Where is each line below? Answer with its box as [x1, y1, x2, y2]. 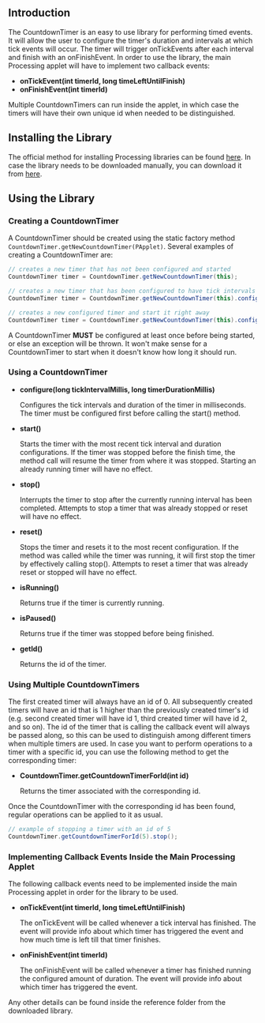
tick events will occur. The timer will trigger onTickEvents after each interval [8, 43, 254, 54]
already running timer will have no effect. [19, 464, 153, 473]
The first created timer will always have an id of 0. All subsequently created [8, 697, 253, 706]
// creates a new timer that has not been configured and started [8, 265, 231, 273]
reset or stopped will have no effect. [19, 567, 137, 577]
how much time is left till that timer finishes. [19, 935, 162, 945]
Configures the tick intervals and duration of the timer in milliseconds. [19, 400, 247, 409]
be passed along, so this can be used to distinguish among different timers [8, 731, 251, 740]
